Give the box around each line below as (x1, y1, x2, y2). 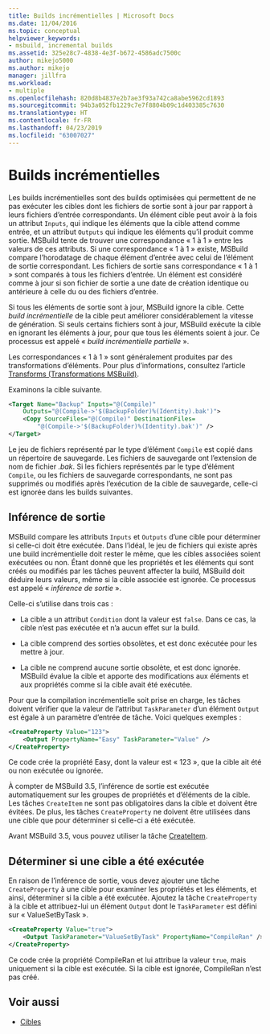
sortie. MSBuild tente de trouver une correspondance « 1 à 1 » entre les (8, 235, 243, 245)
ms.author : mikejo (8, 64, 70, 72)
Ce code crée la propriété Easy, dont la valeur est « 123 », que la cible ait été (8, 757, 262, 767)
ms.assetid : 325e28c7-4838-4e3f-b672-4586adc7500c (8, 49, 182, 57)
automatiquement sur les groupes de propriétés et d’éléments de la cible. (8, 790, 251, 800)
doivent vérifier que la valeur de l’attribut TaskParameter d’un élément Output (8, 704, 260, 713)
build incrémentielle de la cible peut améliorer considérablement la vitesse (8, 310, 254, 320)
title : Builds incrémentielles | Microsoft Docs (8, 11, 174, 20)
